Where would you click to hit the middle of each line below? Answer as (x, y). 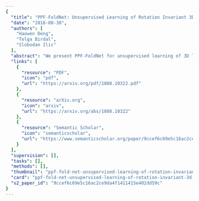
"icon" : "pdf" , (40, 78)
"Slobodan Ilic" (37, 45)
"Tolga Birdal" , (37, 39)
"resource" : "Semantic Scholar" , (63, 128)
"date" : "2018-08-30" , (39, 23)
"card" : (20, 178)
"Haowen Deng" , (35, 34)
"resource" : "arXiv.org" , (53, 100)
